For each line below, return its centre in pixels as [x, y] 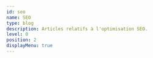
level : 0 [17, 34]
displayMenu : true [29, 46]
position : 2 [21, 40]
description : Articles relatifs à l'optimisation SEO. [77, 29]
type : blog [20, 23]
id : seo [16, 12]
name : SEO [19, 18]
